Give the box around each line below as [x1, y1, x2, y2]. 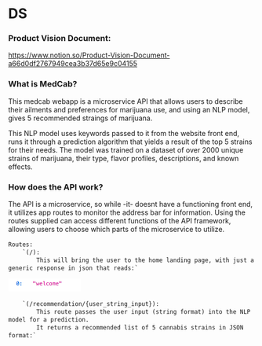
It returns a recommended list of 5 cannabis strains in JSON [36, 324, 244, 332]
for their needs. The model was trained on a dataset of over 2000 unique [8, 145, 244, 154]
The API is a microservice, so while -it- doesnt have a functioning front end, [8, 200, 253, 209]
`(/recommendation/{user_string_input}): [22, 300, 159, 308]
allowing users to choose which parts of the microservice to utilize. [8, 225, 225, 234]
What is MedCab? [8, 79, 78, 90]
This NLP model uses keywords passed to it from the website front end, [8, 128, 240, 138]
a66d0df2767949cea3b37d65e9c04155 [8, 59, 138, 68]
